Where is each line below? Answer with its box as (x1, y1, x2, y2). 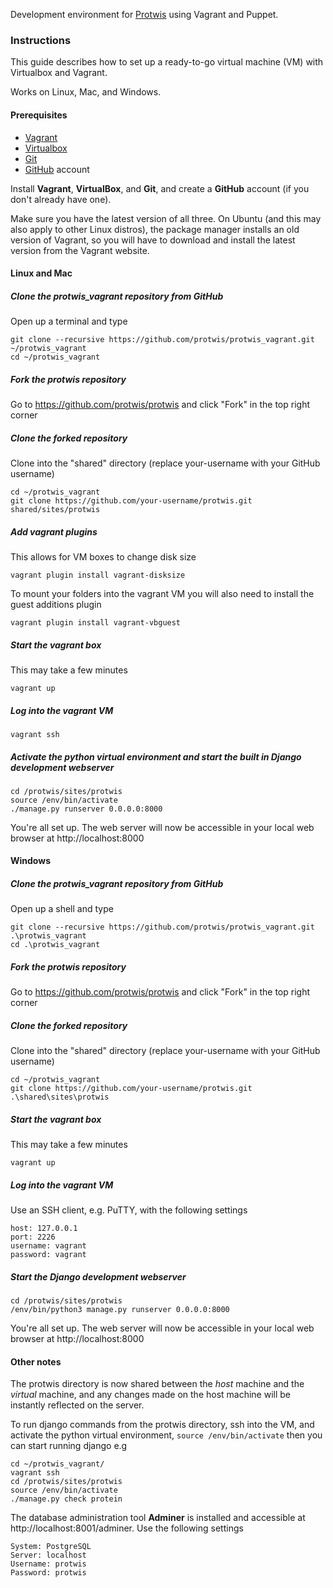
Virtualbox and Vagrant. (10, 67, 108, 79)
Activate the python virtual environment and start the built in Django (10, 750, 302, 763)
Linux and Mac (10, 267, 73, 279)
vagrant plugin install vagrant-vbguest (10, 617, 182, 628)
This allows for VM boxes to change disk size (10, 550, 197, 563)
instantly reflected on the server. (10, 1399, 145, 1411)
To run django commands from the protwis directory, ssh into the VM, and (10, 1419, 315, 1431)
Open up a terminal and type (10, 315, 128, 328)
